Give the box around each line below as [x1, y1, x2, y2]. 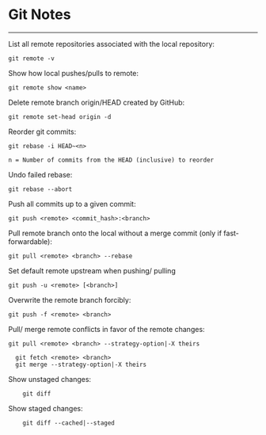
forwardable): [8, 236, 53, 246]
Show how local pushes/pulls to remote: [8, 68, 139, 78]
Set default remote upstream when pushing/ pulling [8, 265, 176, 275]
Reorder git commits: [8, 127, 77, 136]
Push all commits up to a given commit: [8, 199, 136, 208]
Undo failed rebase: [8, 170, 73, 179]
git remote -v [8, 54, 55, 63]
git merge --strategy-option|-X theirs [15, 361, 147, 368]
